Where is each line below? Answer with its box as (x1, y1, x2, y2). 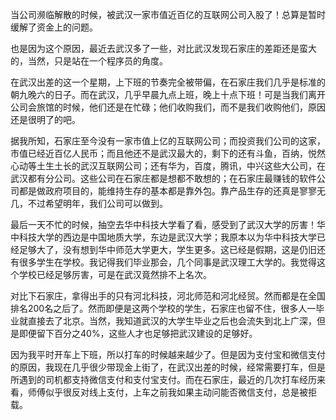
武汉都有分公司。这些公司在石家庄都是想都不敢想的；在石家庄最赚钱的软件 (10, 173, 317, 184)
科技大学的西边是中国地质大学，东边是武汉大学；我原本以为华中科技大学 (18, 231, 317, 243)
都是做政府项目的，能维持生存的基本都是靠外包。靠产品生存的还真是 (18, 185, 300, 197)
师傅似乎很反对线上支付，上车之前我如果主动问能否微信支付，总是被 (27, 386, 308, 398)
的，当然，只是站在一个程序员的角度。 (10, 55, 168, 67)
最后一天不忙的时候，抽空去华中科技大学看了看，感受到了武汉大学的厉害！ (10, 219, 317, 230)
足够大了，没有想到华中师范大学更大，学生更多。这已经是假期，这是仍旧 (18, 244, 317, 255)
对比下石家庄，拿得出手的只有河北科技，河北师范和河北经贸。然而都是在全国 (10, 290, 326, 302)
